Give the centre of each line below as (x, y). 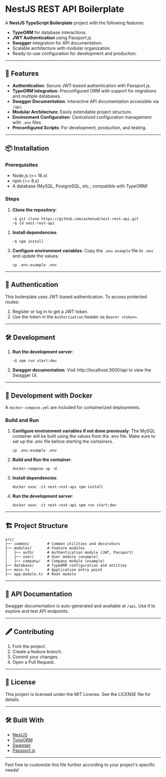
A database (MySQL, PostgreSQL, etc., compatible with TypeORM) (80, 186)
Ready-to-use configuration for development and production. (75, 53)
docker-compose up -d (34, 469)
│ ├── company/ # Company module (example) (55, 561)
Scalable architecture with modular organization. (62, 48)
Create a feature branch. (37, 651)
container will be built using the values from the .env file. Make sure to (84, 436)
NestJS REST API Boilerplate (65, 9)
